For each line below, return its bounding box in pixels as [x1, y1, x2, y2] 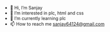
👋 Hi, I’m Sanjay [10, 5, 43, 10]
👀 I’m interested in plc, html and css [10, 10, 84, 16]
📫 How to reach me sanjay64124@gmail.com [10, 21, 104, 27]
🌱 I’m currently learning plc [10, 15, 66, 21]
